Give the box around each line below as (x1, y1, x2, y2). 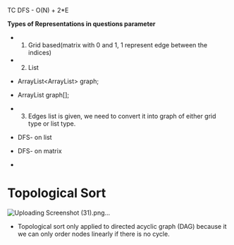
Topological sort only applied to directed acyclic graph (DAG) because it (17, 222, 227, 230)
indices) (27, 49, 51, 56)
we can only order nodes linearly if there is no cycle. (17, 229, 171, 238)
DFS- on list (17, 133, 52, 141)
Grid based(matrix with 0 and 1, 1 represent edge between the (27, 41, 208, 49)
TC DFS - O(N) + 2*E (7, 6, 69, 14)
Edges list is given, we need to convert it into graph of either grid (27, 112, 216, 120)
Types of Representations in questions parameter (7, 20, 156, 28)
